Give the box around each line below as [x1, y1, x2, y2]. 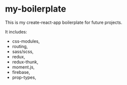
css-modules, [12, 38, 40, 44]
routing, [12, 43, 28, 49]
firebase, [12, 69, 30, 75]
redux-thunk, [12, 59, 38, 65]
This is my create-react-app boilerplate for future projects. [5, 19, 123, 25]
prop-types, [12, 74, 36, 80]
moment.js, [12, 64, 35, 70]
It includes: [5, 29, 27, 34]
